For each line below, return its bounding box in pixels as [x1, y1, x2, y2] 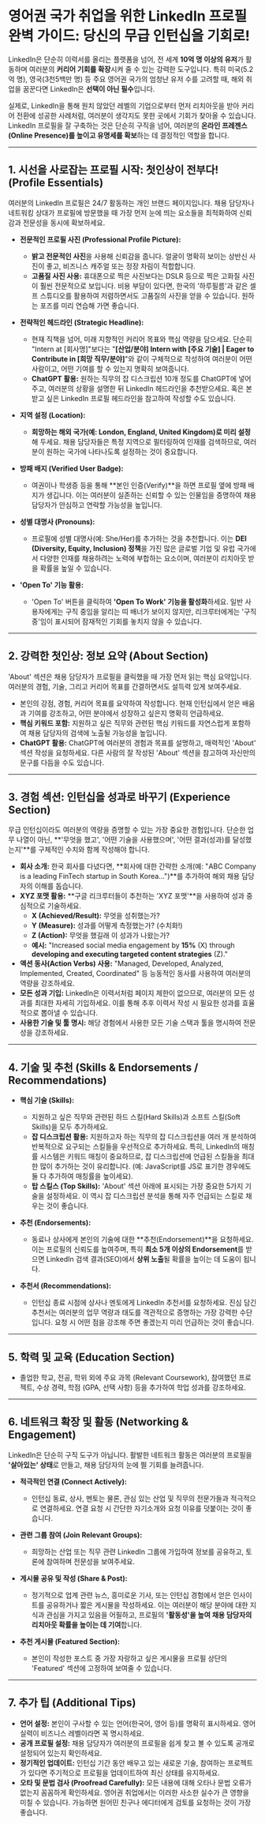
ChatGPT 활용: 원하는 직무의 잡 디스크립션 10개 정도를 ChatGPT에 [31, 373, 237, 383]
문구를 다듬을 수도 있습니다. [19, 757, 105, 767]
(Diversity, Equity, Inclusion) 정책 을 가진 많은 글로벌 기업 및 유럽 [31, 543, 235, 553]
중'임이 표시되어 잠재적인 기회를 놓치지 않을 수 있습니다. [31, 617, 203, 626]
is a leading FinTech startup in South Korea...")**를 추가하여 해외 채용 [19, 872, 241, 881]
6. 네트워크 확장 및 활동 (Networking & [8, 1415, 189, 1429]
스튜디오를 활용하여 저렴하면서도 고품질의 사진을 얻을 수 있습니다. [39, 291, 241, 300]
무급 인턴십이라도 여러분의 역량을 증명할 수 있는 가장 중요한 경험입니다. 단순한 [8, 825, 246, 835]
